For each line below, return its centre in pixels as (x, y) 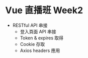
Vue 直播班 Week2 (44, 10)
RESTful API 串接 (30, 25)
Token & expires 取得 (42, 38)
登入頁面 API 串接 (38, 31)
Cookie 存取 (32, 44)
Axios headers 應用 (40, 50)
